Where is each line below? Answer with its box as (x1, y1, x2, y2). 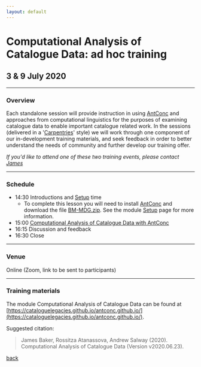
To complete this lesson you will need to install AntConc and (23, 200, 172, 207)
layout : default (6, 8, 47, 15)
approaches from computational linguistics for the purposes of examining (6, 116, 187, 123)
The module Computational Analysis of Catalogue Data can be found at (6, 300, 182, 308)
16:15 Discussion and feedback (14, 225, 92, 233)
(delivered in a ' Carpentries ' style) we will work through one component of (6, 128, 190, 136)
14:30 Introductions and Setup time (14, 194, 102, 201)
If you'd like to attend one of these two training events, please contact (6, 153, 179, 160)
